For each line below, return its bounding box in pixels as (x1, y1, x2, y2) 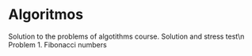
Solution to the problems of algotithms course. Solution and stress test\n (8, 32, 245, 41)
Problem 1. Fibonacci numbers (8, 39, 107, 49)
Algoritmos (8, 6, 84, 24)
